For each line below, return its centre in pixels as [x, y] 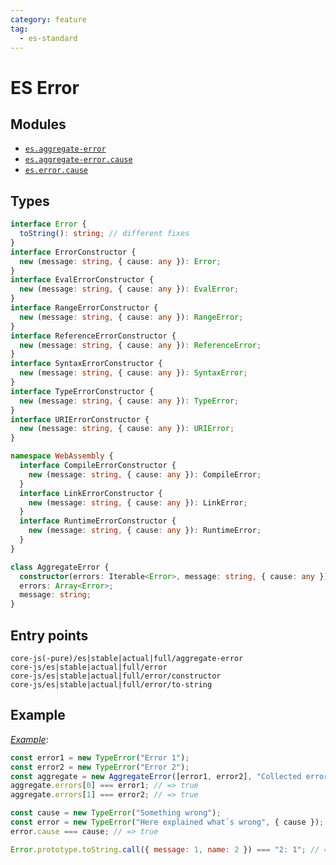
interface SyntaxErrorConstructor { [86, 364]
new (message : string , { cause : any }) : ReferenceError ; [140, 345]
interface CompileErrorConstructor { [98, 466]
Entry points [49, 635]
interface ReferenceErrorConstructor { [93, 336]
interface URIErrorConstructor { [80, 419]
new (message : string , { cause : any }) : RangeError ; [131, 317]
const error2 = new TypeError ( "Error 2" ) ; [100, 767]
